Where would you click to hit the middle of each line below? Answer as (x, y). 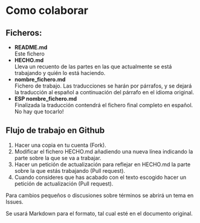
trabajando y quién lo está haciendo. (60, 73)
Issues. (15, 202)
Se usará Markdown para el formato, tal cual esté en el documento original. (99, 213)
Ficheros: (24, 33)
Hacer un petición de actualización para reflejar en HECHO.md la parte (102, 164)
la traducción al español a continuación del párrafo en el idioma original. (104, 92)
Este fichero (29, 54)
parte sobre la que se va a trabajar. (58, 158)
